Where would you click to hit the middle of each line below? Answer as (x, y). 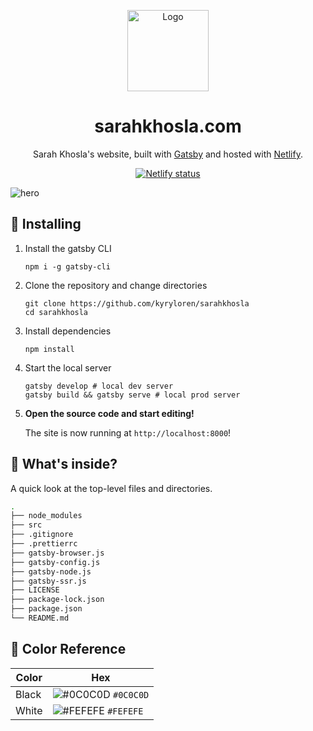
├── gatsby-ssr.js (48, 581)
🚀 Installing (46, 224)
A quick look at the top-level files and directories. (111, 488)
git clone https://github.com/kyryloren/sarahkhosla (137, 303)
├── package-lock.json (57, 600)
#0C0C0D (131, 694)
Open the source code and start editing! (109, 413)
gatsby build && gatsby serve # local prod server (132, 395)
